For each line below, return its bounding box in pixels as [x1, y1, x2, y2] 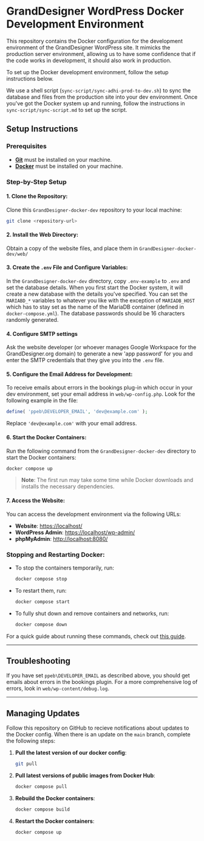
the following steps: [6, 738, 56, 745]
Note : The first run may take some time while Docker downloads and [21, 476, 194, 484]
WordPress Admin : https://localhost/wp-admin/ [15, 528, 135, 536]
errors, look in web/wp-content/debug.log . [6, 685, 109, 692]
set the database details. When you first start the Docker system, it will [6, 284, 183, 291]
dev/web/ [6, 251, 29, 257]
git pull [15, 761, 38, 767]
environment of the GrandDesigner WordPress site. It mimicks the [6, 44, 171, 51]
